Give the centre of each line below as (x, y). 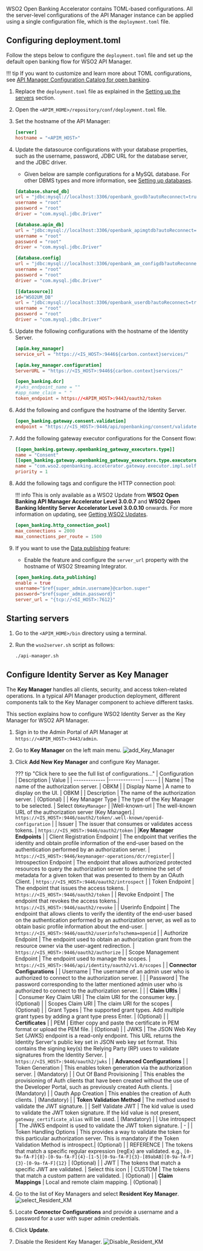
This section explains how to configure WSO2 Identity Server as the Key (96, 714)
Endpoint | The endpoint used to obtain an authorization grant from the (103, 939)
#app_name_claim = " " (43, 393)
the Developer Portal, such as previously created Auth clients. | (93, 1087)
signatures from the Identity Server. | (61, 1055)
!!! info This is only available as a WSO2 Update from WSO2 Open (97, 495)
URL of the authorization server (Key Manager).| (75, 812)
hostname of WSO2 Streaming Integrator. (76, 566)
